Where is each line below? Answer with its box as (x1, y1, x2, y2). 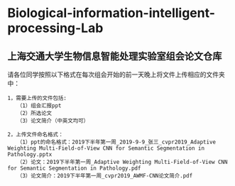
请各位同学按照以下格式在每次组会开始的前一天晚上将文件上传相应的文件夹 (7, 70, 225, 79)
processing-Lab (7, 20, 104, 36)
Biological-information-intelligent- (7, 5, 215, 21)
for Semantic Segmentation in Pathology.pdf (7, 165, 141, 172)
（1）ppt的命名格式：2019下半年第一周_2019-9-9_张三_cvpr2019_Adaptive (16, 138, 217, 146)
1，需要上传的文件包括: (7, 94, 67, 102)
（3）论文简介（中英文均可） (16, 117, 89, 124)
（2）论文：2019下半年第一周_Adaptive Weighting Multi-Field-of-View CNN (16, 158, 228, 165)
